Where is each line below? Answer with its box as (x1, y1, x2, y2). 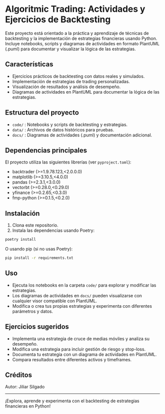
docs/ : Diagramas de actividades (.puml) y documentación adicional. (12, 132, 152, 138)
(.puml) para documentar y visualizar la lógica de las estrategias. (5, 46, 136, 52)
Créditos (5, 371, 32, 379)
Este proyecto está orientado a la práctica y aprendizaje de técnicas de (5, 30, 149, 36)
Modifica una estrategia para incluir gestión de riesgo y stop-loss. (12, 346, 146, 352)
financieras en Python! (5, 403, 51, 409)
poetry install (5, 237, 36, 242)
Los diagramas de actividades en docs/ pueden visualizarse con (12, 292, 142, 298)
